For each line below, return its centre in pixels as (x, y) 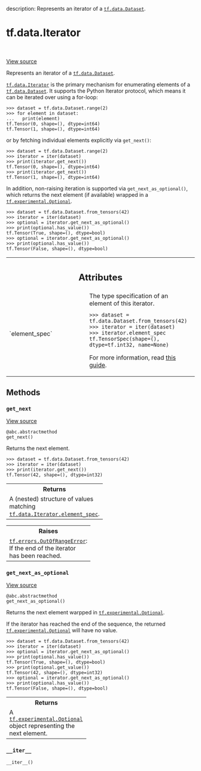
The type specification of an (129, 296)
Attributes (100, 277)
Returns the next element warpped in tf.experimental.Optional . (86, 612)
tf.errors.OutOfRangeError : (48, 541)
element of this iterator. (122, 303)
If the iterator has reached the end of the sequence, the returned (86, 624)
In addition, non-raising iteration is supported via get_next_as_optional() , (97, 188)
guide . (98, 365)
